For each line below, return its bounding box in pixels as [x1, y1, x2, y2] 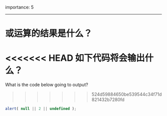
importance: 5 [5, 4, 34, 10]
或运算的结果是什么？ [5, 28, 93, 39]
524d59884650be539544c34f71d [91, 92, 162, 98]
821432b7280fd [91, 97, 125, 103]
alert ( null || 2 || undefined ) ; [5, 107, 77, 112]
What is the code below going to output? [5, 82, 88, 88]
